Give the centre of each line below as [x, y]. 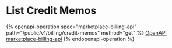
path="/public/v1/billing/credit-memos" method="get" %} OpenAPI [87, 32]
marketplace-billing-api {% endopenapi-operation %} [71, 39]
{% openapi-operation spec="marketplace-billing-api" [71, 27]
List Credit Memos [51, 11]
